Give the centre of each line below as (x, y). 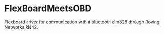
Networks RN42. (21, 27)
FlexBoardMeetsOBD (48, 8)
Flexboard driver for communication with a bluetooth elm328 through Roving (82, 22)
